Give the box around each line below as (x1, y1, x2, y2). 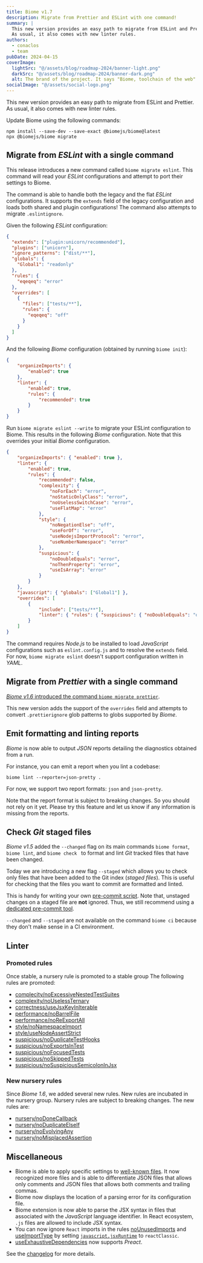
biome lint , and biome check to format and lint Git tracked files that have (6, 849, 189, 857)
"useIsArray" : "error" (49, 567, 107, 573)
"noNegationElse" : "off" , (49, 522, 115, 528)
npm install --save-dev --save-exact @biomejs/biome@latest (6, 128, 161, 134)
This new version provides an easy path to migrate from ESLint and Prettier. (6, 99, 195, 106)
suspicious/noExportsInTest (14, 1042, 85, 1049)
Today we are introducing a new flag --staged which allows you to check (6, 867, 187, 875)
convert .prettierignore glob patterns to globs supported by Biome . (6, 711, 177, 718)
